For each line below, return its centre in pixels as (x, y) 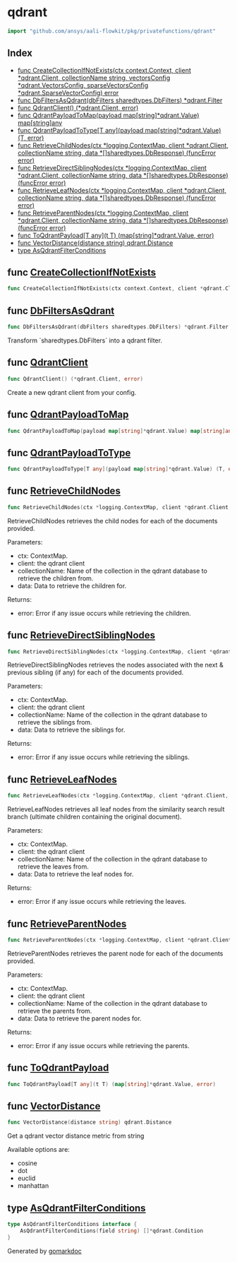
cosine (27, 1163)
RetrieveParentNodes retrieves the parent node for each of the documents (115, 953)
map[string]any (40, 123)
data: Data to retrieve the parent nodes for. (79, 1018)
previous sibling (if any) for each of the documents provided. (96, 672)
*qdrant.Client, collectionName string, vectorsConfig (94, 78)
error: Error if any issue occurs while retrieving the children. (104, 613)
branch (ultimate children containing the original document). (95, 817)
